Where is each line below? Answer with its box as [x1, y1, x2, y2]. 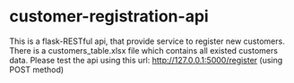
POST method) [9, 64, 65, 75]
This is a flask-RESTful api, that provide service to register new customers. [9, 36, 285, 46]
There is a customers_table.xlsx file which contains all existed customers [9, 45, 278, 55]
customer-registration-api [9, 6, 209, 27]
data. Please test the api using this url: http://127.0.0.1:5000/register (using [9, 54, 283, 65]
